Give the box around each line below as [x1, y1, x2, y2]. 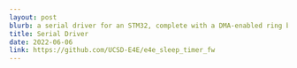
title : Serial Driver [9, 29, 89, 38]
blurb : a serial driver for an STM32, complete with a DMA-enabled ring [9, 21, 283, 30]
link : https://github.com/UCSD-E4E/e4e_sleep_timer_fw [9, 46, 216, 55]
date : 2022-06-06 [9, 37, 73, 47]
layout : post [9, 12, 57, 22]
